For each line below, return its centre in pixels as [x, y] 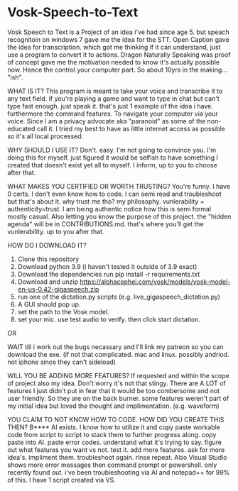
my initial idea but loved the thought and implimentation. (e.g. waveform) [114, 406]
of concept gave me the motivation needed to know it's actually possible [114, 62]
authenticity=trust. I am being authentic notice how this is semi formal [109, 209]
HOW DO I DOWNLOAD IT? [47, 245]
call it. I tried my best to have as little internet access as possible [131, 128]
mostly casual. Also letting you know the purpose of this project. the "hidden [119, 216]
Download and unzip [48, 282]
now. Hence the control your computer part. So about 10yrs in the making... [117, 70]
